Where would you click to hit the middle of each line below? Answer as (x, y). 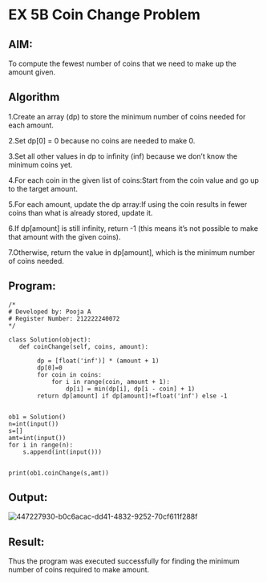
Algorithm (34, 97)
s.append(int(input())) (63, 452)
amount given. (32, 72)
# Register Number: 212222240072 (64, 318)
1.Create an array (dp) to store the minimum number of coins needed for (127, 116)
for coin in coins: (70, 374)
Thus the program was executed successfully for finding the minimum (124, 561)
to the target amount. (43, 188)
